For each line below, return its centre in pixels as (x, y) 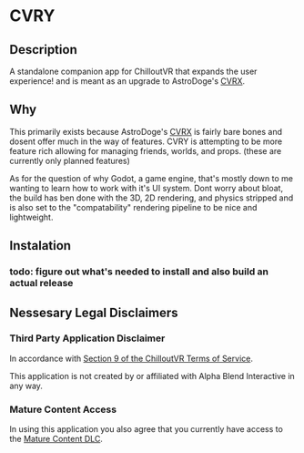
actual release (41, 283)
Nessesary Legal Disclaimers (94, 312)
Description (43, 50)
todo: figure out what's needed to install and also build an (139, 272)
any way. (26, 386)
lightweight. (31, 217)
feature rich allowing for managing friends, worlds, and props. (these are (146, 150)
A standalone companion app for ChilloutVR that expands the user (133, 71)
